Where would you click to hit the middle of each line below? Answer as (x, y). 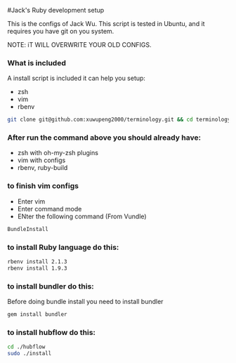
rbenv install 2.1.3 (38, 262)
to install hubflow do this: (52, 332)
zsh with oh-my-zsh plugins (58, 153)
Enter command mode (50, 209)
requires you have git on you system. (61, 31)
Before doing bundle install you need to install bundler (85, 301)
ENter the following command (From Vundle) (82, 216)
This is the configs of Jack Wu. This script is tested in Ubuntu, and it (106, 24)
